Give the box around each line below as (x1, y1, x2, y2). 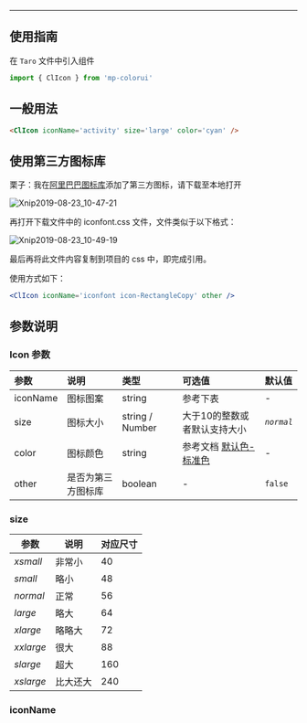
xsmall (14, 555, 43, 568)
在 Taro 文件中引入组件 (9, 55, 95, 66)
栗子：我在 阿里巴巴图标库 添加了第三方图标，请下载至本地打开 (9, 179, 242, 190)
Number (122, 421, 157, 434)
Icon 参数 (9, 348, 51, 361)
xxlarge (14, 641, 47, 654)
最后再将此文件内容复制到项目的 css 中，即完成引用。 (9, 253, 212, 265)
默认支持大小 (191, 422, 247, 435)
